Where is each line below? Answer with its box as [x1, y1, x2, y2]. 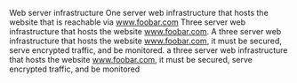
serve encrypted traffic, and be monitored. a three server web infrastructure [9, 45, 288, 56]
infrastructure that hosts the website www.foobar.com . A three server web [9, 26, 282, 36]
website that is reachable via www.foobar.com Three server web [9, 17, 246, 27]
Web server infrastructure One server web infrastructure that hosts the [9, 8, 269, 18]
